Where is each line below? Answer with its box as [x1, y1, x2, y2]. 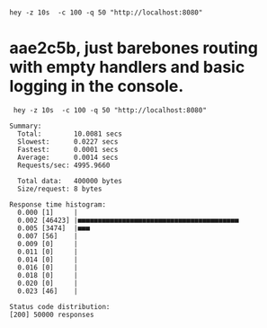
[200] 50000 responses [9, 310, 94, 320]
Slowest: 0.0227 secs [17, 137, 119, 146]
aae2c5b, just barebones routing [9, 38, 259, 58]
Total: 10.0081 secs [17, 129, 123, 138]
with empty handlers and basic [9, 58, 245, 77]
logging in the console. [9, 76, 184, 97]
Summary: [9, 121, 42, 131]
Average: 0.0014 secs [17, 153, 119, 163]
